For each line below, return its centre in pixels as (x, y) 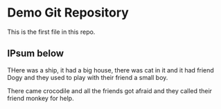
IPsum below (36, 53)
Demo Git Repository (68, 13)
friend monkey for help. (41, 98)
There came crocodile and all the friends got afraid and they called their (110, 90)
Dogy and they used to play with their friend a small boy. (88, 77)
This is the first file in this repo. (51, 32)
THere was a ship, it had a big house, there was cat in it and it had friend (111, 70)
